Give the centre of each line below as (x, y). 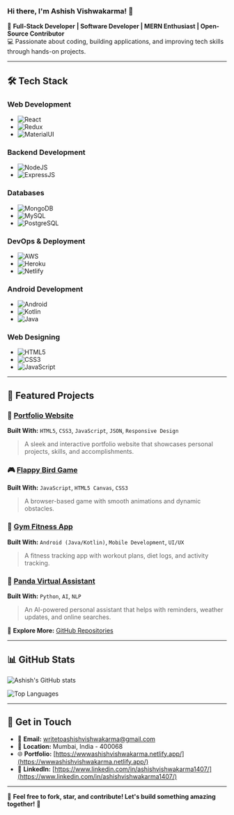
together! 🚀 (24, 804)
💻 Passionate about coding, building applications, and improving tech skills (116, 42)
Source (18, 33)
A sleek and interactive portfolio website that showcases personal (119, 444)
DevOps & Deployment (46, 241)
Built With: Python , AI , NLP (44, 596)
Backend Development (46, 152)
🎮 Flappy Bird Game (42, 470)
